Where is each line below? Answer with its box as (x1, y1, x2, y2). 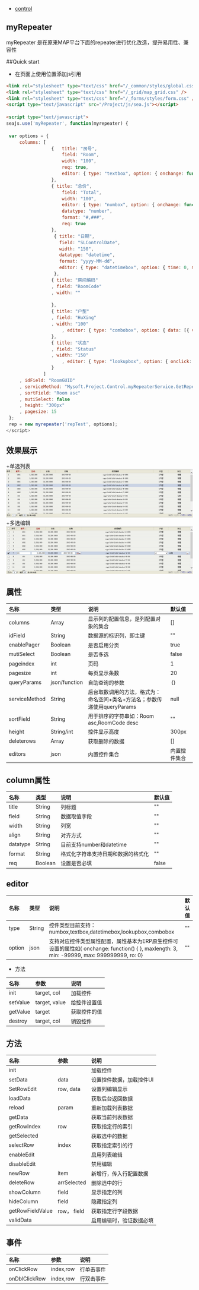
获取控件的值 (70, 1008, 102, 1015)
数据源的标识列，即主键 (88, 632, 145, 639)
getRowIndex (8, 1122, 41, 1130)
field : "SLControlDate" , (59, 239, 120, 245)
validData (8, 1216, 32, 1223)
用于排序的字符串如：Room (88, 712, 154, 720)
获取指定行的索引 (91, 1123, 133, 1130)
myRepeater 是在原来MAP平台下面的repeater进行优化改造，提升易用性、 (6, 39, 184, 46)
